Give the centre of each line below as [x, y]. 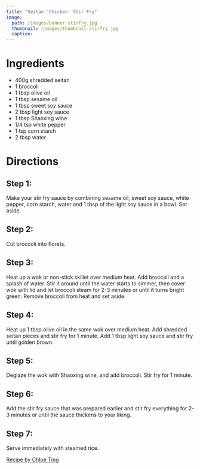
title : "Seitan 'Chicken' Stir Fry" [52, 12]
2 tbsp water [30, 138]
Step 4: [20, 315]
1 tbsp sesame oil [36, 99]
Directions [32, 162]
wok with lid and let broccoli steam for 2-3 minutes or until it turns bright [95, 290]
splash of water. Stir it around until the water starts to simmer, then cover [96, 283]
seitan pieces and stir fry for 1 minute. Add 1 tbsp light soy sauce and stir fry [100, 336]
